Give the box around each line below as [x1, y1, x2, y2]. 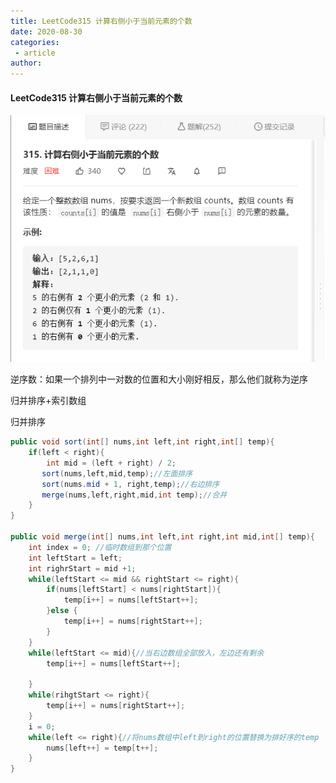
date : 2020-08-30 [10, 26, 83, 37]
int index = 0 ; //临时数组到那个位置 [28, 542, 172, 552]
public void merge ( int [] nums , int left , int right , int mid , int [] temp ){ [10, 532, 315, 542]
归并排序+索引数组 [10, 395, 87, 407]
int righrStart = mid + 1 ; [28, 563, 137, 574]
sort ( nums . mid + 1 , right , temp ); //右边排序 [41, 479, 220, 489]
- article [14, 48, 56, 58]
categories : [10, 37, 60, 47]
